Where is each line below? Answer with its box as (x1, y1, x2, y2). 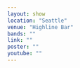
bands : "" (7, 30, 36, 38)
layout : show (7, 10, 46, 18)
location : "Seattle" (7, 17, 68, 24)
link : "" (7, 37, 33, 44)
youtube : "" (7, 50, 42, 57)
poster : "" (7, 43, 39, 50)
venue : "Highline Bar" (7, 23, 74, 30)
